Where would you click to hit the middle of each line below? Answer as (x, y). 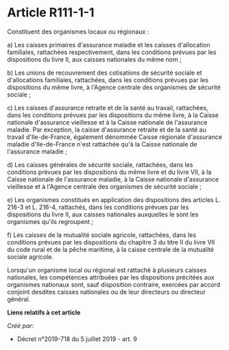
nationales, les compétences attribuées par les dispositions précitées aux (111, 277)
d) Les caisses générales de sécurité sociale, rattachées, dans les (100, 164)
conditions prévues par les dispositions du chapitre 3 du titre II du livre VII (111, 242)
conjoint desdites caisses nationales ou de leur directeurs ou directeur (106, 292)
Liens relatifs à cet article (44, 312)
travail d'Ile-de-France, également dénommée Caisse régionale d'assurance (115, 137)
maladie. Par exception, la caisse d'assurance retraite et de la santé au (107, 129)
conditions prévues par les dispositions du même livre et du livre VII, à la (109, 172)
